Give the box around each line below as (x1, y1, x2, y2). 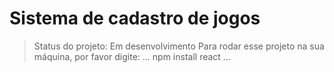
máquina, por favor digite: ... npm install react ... (33, 50, 231, 62)
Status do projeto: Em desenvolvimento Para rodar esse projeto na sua (33, 40, 325, 52)
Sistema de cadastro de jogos (9, 7, 261, 30)
